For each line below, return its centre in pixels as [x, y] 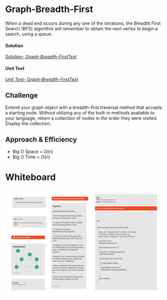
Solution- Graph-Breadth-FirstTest [41, 57]
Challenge [22, 95]
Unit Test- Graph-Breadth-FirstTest [42, 80]
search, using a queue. [29, 34]
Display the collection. [28, 124]
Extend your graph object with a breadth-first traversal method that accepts [84, 107]
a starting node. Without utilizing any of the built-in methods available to [80, 113]
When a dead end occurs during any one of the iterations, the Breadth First [83, 23]
